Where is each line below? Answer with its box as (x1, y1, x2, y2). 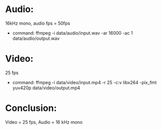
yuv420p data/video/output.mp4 (12, 85, 80, 91)
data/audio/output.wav (12, 35, 60, 41)
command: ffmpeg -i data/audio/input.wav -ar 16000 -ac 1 (12, 30, 133, 36)
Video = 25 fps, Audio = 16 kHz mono (5, 119, 83, 125)
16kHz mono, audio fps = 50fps (5, 20, 70, 26)
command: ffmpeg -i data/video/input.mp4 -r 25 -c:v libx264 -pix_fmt (12, 79, 157, 85)
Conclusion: (5, 102, 57, 114)
